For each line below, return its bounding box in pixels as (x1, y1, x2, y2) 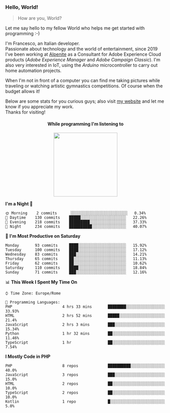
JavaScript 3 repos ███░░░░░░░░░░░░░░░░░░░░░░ (5, 372, 165, 377)
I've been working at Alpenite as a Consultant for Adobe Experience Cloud (5, 51, 161, 57)
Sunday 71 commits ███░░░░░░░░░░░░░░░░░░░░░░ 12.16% (5, 269, 147, 274)
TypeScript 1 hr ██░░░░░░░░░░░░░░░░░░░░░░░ (5, 340, 165, 345)
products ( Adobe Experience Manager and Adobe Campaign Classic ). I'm (5, 57, 160, 63)
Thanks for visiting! (5, 109, 46, 116)
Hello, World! (5, 4, 39, 11)
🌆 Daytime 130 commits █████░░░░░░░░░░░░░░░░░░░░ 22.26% (5, 215, 147, 220)
